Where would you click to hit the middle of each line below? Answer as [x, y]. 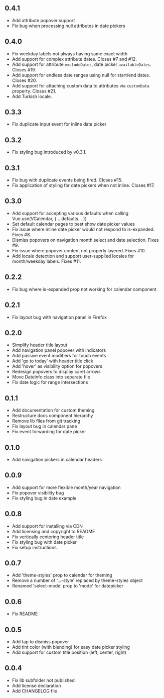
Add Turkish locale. [32, 96]
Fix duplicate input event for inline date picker [59, 124]
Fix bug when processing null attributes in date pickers [69, 26]
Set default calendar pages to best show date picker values [73, 224]
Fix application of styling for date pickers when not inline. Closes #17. [83, 185]
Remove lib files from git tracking [46, 421]
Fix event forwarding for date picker [49, 432]
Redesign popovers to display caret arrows [56, 372]
